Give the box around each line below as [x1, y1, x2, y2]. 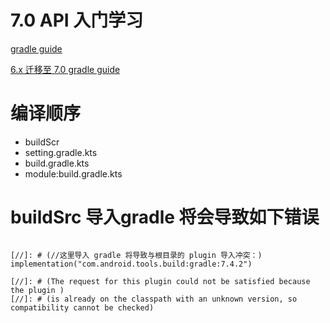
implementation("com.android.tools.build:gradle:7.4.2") [10, 259, 253, 269]
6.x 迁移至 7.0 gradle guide [10, 63, 121, 75]
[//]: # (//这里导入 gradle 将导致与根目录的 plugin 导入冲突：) [10, 250, 263, 260]
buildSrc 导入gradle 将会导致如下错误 [10, 206, 320, 229]
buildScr [24, 136, 60, 148]
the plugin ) [10, 285, 65, 295]
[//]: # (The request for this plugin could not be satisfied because [10, 276, 311, 286]
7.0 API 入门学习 [10, 9, 144, 32]
